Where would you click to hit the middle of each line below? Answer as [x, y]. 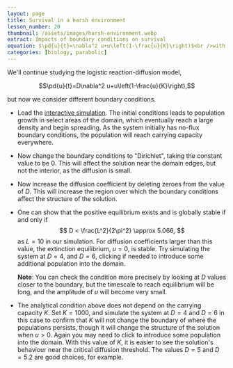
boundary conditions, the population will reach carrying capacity [110, 135]
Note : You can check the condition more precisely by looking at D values [122, 277]
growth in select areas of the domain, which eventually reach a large [115, 120]
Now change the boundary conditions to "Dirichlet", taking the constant [120, 155]
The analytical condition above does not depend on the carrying [109, 305]
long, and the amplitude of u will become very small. [92, 291]
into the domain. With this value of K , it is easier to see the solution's [115, 342]
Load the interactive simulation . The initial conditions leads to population [121, 113]
